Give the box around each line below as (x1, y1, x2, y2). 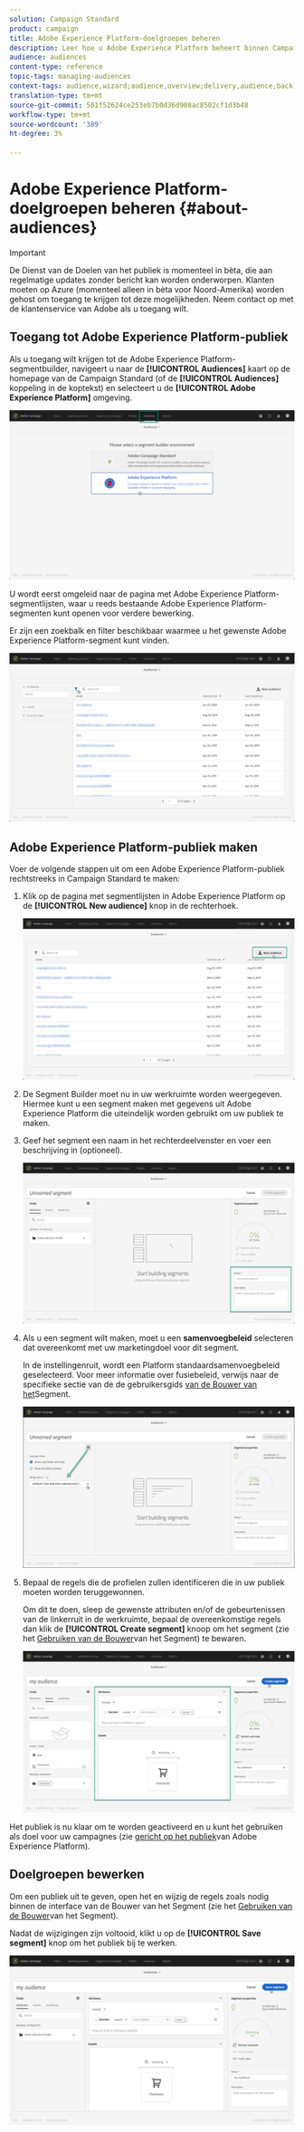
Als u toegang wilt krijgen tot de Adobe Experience (9, 353, 199, 364)
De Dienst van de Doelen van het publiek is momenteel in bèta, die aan (9, 264, 273, 275)
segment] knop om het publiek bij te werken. (9, 1937, 178, 1948)
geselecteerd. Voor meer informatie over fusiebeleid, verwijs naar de (22, 1370, 279, 1381)
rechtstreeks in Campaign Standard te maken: (9, 874, 181, 884)
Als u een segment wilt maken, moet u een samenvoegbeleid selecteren (22, 1333, 294, 1343)
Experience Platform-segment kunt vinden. (9, 635, 170, 645)
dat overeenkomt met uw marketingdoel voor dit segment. (22, 1343, 240, 1353)
